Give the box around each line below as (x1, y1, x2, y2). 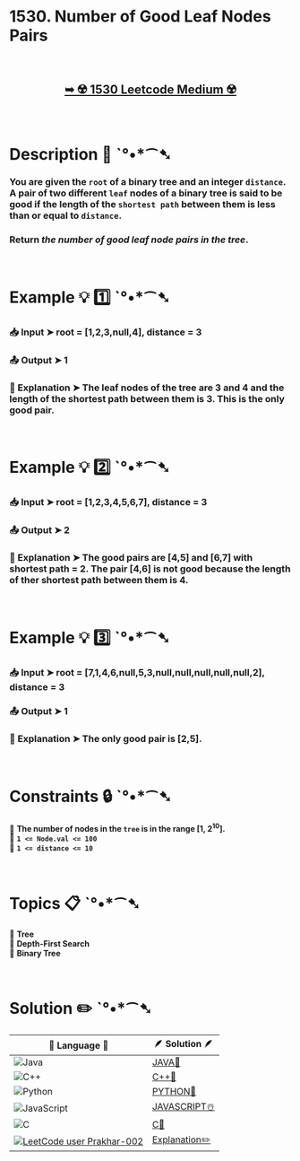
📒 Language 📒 (48, 1039, 109, 1052)
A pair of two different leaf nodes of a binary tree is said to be (9, 187, 283, 199)
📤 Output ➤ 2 (9, 524, 70, 537)
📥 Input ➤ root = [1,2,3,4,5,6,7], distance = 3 (9, 496, 208, 509)
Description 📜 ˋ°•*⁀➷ (9, 144, 172, 164)
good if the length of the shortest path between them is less (9, 198, 276, 211)
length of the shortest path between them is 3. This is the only (9, 392, 285, 405)
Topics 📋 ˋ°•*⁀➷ (9, 893, 141, 913)
